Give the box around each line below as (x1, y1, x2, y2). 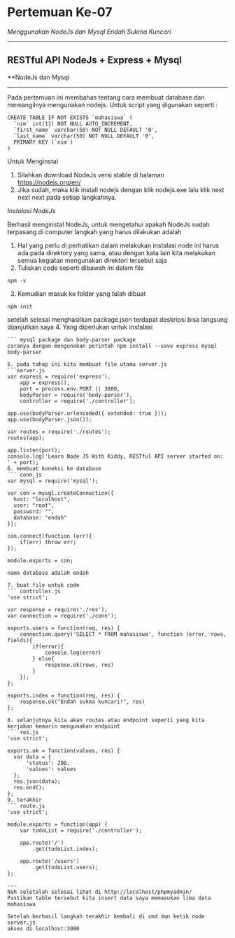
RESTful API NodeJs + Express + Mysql (7, 54, 182, 67)
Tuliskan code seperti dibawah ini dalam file (17, 264, 144, 272)
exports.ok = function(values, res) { (7, 747, 120, 754)
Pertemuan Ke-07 (7, 4, 113, 20)
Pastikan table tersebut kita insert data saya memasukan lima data (7, 895, 211, 902)
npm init (7, 303, 33, 310)
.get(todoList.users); (32, 864, 99, 871)
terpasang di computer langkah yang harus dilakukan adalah (7, 227, 182, 236)
